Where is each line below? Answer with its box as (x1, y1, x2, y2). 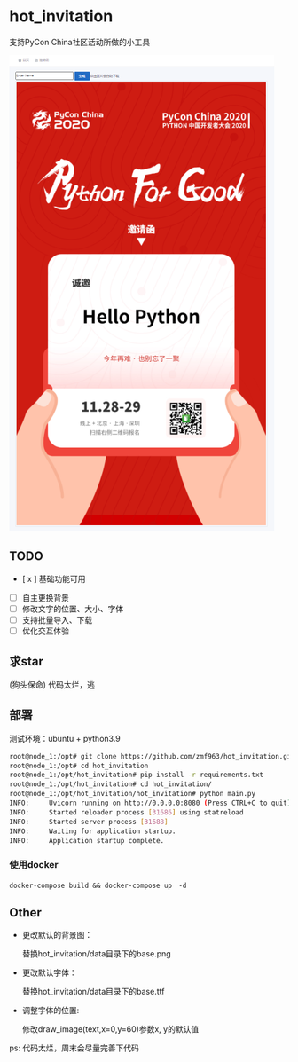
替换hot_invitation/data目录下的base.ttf (21, 987, 165, 997)
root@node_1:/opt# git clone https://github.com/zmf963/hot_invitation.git (9, 751, 295, 760)
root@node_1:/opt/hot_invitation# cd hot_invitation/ (9, 780, 213, 789)
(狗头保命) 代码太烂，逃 (9, 679, 96, 689)
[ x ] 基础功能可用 (21, 573, 86, 584)
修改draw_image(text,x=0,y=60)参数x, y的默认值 (21, 1024, 200, 1034)
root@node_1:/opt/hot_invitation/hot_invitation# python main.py (9, 790, 255, 798)
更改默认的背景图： (21, 930, 93, 940)
